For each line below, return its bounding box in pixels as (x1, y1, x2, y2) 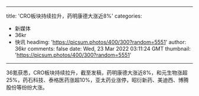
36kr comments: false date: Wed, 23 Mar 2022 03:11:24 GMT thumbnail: (14, 45, 191, 52)
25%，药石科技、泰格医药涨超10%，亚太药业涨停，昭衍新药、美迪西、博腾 (6, 77, 189, 83)
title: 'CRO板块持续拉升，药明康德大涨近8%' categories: (6, 12, 142, 19)
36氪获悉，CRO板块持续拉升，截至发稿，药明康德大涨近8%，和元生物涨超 (6, 69, 188, 76)
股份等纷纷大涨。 (6, 84, 48, 91)
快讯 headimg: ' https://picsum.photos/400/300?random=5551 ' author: (14, 39, 187, 45)
